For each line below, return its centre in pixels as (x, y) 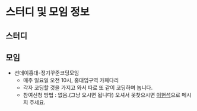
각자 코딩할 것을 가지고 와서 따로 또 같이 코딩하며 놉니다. (88, 88)
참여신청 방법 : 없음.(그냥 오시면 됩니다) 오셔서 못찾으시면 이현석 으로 (101, 95)
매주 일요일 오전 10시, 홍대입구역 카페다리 (71, 80)
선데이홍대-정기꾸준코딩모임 (47, 73)
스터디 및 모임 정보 (47, 12)
